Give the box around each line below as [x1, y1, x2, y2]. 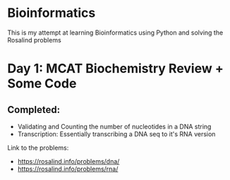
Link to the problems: [7, 143, 69, 152]
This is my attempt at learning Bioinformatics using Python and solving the [7, 28, 224, 37]
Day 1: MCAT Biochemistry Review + [7, 61, 224, 77]
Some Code [7, 76, 77, 92]
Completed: [7, 104, 61, 116]
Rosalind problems [7, 35, 61, 44]
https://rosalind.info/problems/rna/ [17, 164, 119, 173]
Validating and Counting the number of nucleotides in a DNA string [17, 122, 212, 131]
